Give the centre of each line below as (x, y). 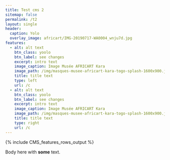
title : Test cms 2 (25, 10)
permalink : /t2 (21, 19)
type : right (27, 123)
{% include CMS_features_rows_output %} (50, 142)
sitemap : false (21, 15)
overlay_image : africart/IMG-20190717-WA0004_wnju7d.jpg (71, 38)
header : (13, 29)
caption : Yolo (25, 33)
